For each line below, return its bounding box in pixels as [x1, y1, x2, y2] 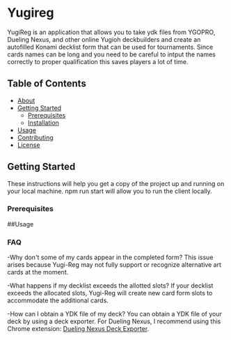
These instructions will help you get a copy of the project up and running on [7, 179, 225, 187]
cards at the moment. [7, 268, 69, 277]
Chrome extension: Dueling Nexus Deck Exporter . [7, 325, 150, 333]
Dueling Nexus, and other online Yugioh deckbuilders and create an [7, 35, 201, 43]
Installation [27, 118, 59, 127]
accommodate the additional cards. [7, 296, 109, 304]
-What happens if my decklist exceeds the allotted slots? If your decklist [7, 281, 214, 290]
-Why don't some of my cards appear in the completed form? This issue [7, 253, 214, 262]
